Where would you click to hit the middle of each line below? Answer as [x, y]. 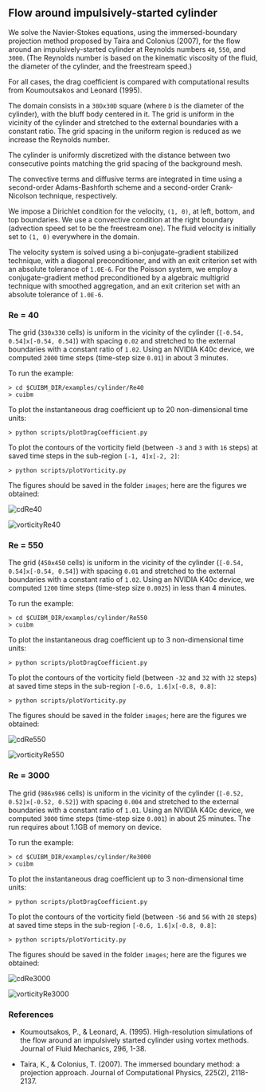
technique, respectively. [78, 195]
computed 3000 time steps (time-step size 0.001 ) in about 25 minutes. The [129, 818]
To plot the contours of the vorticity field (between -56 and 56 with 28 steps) [133, 917]
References [31, 1014]
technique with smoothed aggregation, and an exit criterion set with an [124, 285]
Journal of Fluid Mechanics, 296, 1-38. [83, 1049]
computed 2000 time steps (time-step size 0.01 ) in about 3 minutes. [119, 358]
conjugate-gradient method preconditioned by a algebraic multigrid [119, 277]
